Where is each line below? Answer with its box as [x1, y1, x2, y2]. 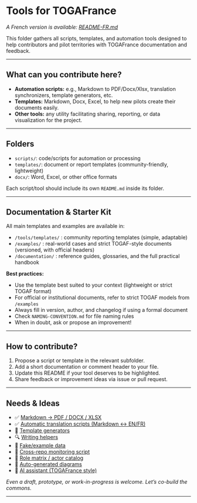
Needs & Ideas [6, 398, 60, 408]
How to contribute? [6, 341, 78, 351]
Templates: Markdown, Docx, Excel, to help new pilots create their [14, 98, 176, 105]
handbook [14, 259, 39, 266]
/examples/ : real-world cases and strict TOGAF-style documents [14, 240, 172, 247]
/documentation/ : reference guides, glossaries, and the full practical [14, 253, 180, 260]
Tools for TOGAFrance [6, 4, 117, 18]
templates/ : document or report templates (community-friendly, [14, 161, 169, 168]
